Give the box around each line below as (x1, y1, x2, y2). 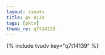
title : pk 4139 (6, 15, 45, 21)
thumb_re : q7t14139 (6, 25, 56, 32)
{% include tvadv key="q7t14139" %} (6, 42, 99, 50)
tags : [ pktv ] (6, 20, 39, 26)
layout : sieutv (6, 8, 45, 15)
